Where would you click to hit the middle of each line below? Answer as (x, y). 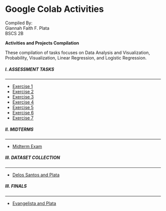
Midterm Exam (27, 146)
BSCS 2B (14, 33)
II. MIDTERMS (19, 129)
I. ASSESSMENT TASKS (30, 69)
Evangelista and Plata (34, 203)
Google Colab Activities (55, 9)
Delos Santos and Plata (36, 175)
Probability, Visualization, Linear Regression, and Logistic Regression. (76, 57)
